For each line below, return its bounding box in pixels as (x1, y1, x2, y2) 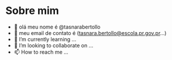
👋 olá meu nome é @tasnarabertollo (13, 23, 101, 30)
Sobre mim (5, 4, 59, 17)
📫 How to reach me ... (13, 48, 68, 55)
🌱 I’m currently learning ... (13, 36, 77, 43)
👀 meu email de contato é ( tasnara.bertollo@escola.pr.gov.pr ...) (13, 29, 167, 36)
